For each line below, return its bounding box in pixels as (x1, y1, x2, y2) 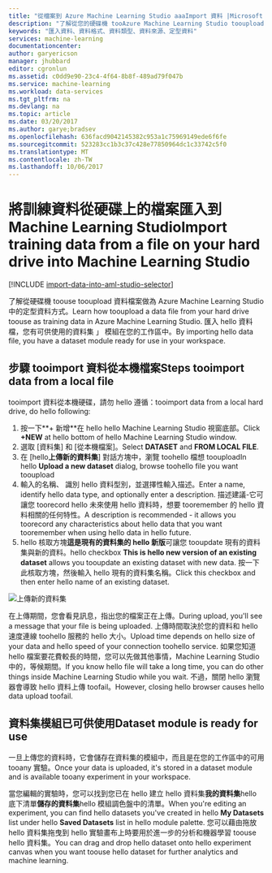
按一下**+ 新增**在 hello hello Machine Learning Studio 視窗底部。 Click (19, 423, 261, 433)
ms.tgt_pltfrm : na (8, 95, 71, 103)
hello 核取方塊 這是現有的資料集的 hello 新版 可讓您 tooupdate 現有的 (19, 537, 247, 547)
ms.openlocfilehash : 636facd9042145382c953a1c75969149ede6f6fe (8, 132, 227, 140)
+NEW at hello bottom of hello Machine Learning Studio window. (19, 432, 237, 442)
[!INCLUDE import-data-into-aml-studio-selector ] (8, 279, 174, 289)
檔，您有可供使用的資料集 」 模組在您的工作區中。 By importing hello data (8, 326, 254, 337)
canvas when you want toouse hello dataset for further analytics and (8, 846, 239, 857)
